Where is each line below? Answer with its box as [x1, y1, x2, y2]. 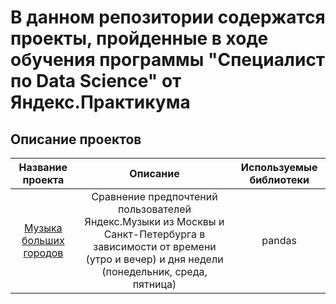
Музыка [24, 221, 63, 235]
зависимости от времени [93, 240, 217, 253]
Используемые [240, 161, 318, 174]
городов [23, 246, 64, 260]
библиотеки [249, 173, 310, 186]
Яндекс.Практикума [10, 91, 191, 114]
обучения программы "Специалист [10, 49, 326, 71]
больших [21, 234, 65, 247]
